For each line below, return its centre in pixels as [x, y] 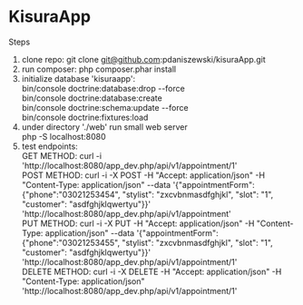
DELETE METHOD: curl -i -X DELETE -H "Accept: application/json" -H [151, 271]
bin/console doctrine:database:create [92, 98]
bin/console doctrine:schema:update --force [105, 107]
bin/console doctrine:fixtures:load [85, 117]
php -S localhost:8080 [64, 136]
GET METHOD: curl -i [61, 155]
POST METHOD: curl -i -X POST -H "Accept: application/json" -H [143, 175]
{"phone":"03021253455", [70, 242]
